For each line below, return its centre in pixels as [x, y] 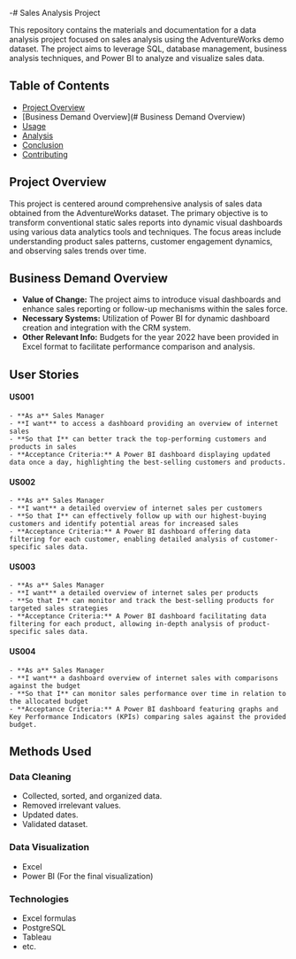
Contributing [45, 154]
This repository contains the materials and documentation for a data [133, 30]
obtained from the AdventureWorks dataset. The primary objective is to [139, 213]
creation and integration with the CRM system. [106, 328]
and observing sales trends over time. [78, 251]
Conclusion [42, 144]
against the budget [45, 685]
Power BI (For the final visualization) [87, 876]
